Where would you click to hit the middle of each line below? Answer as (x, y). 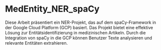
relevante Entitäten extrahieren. (36, 43)
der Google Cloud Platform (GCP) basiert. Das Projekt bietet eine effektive (79, 27)
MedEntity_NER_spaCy (52, 9)
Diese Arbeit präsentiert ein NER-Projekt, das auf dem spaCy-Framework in (81, 22)
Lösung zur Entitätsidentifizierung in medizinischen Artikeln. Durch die (75, 33)
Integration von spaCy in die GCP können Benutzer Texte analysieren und (79, 38)
